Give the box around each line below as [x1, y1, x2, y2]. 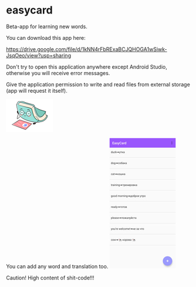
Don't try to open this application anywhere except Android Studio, [6, 63, 167, 70]
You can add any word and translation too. [6, 262, 109, 270]
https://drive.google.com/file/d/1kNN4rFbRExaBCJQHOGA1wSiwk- [6, 45, 167, 53]
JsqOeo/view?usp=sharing [6, 52, 72, 59]
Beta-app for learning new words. [6, 23, 88, 30]
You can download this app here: [6, 34, 86, 41]
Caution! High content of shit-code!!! [6, 274, 95, 281]
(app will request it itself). [6, 87, 67, 94]
